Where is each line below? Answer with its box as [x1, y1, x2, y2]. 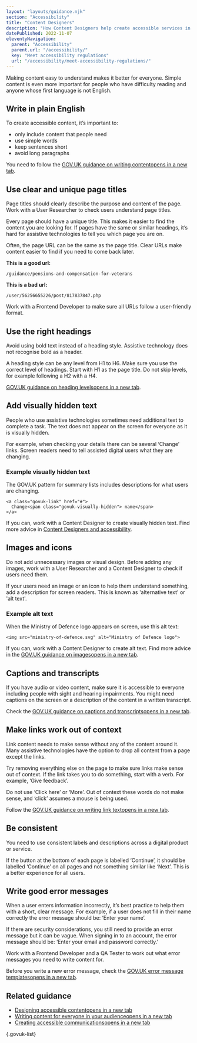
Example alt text [6, 609, 54, 618]
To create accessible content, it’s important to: [6, 119, 119, 127]
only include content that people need [14, 131, 107, 138]
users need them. [6, 570, 49, 578]
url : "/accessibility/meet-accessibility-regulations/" [11, 58, 151, 64]
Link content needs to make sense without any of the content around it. [6, 740, 179, 747]
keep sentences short [14, 143, 68, 150]
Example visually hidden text [6, 467, 91, 475]
